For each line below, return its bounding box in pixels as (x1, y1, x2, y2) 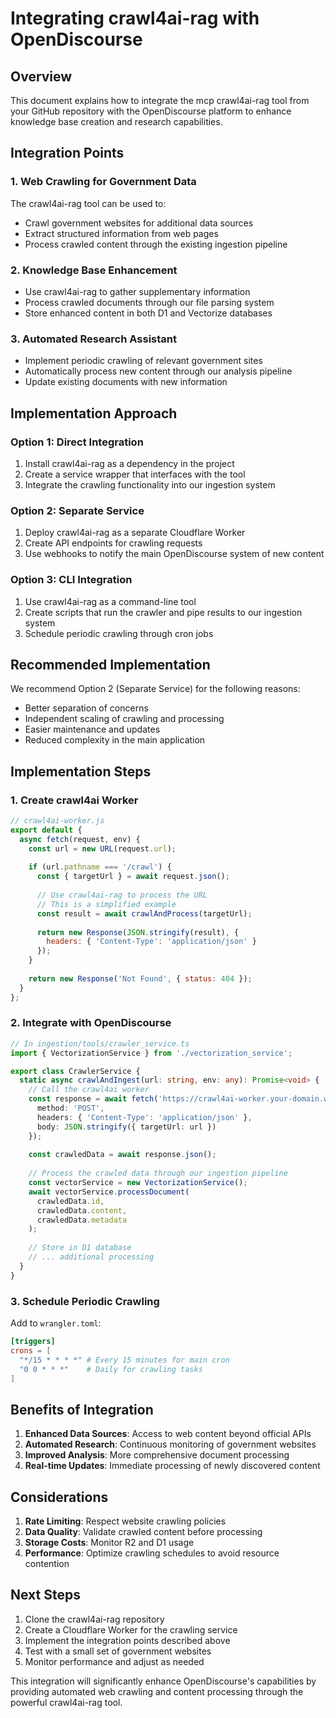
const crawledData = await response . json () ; (28, 1150, 217, 1160)
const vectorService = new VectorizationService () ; (28, 1178, 248, 1188)
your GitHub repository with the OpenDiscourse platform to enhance (10, 105, 292, 117)
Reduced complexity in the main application (24, 734, 206, 746)
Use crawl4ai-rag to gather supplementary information (24, 285, 251, 297)
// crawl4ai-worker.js (10, 816, 105, 826)
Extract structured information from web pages (24, 227, 219, 239)
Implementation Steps (10, 763, 152, 780)
